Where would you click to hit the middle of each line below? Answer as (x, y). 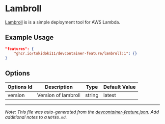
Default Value (120, 87)
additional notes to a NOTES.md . (36, 117)
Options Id (20, 87)
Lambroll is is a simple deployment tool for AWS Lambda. (63, 22)
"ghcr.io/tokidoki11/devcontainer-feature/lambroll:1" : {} (76, 53)
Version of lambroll (59, 95)
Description (59, 87)
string (92, 95)
